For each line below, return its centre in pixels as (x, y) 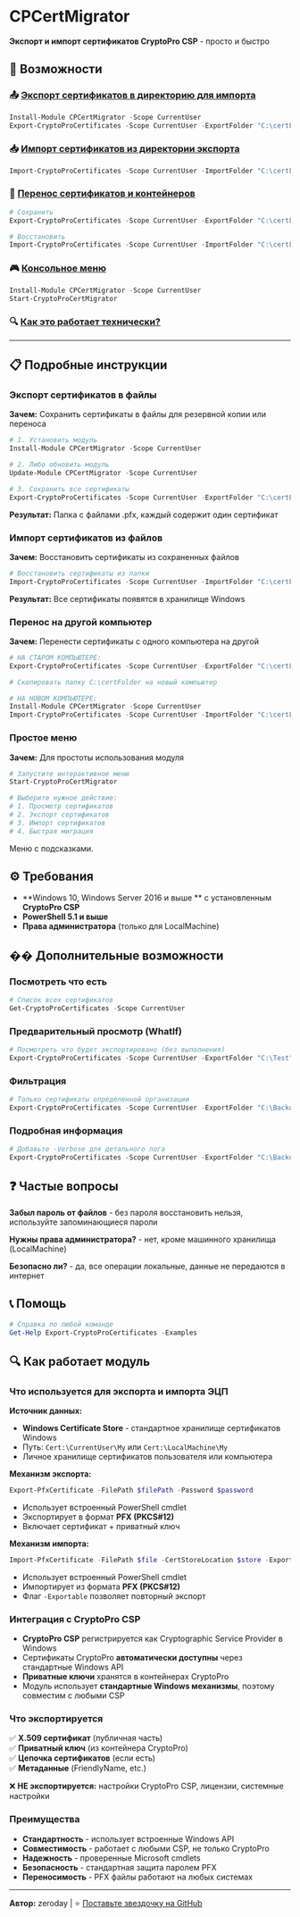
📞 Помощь (38, 1304)
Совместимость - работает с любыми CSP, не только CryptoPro (146, 1848)
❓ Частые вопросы (64, 1187)
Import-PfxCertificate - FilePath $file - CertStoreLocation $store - (139, 1560)
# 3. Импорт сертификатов (57, 823)
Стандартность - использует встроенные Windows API (128, 1838)
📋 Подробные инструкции (88, 365)
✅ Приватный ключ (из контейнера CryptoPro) (99, 1748)
